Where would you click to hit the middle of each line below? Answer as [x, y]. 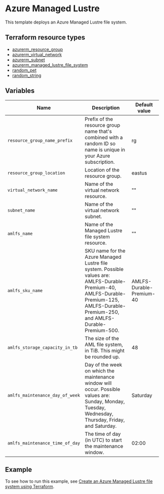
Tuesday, [95, 407]
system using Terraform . [30, 487]
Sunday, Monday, [105, 401]
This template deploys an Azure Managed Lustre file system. [66, 22]
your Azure [97, 156]
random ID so [100, 144]
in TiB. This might [105, 350]
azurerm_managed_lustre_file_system [50, 65]
